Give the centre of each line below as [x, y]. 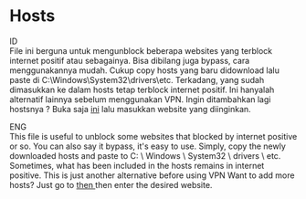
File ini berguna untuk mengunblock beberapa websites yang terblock [141, 50]
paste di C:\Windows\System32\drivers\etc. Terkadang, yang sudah [137, 79]
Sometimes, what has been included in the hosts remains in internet [137, 165]
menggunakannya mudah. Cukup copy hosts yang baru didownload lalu [145, 70]
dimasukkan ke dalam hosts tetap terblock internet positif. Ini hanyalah [142, 89]
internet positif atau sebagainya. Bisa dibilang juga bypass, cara [130, 60]
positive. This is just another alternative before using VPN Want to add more [152, 175]
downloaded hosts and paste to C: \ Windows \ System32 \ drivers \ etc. [145, 155]
